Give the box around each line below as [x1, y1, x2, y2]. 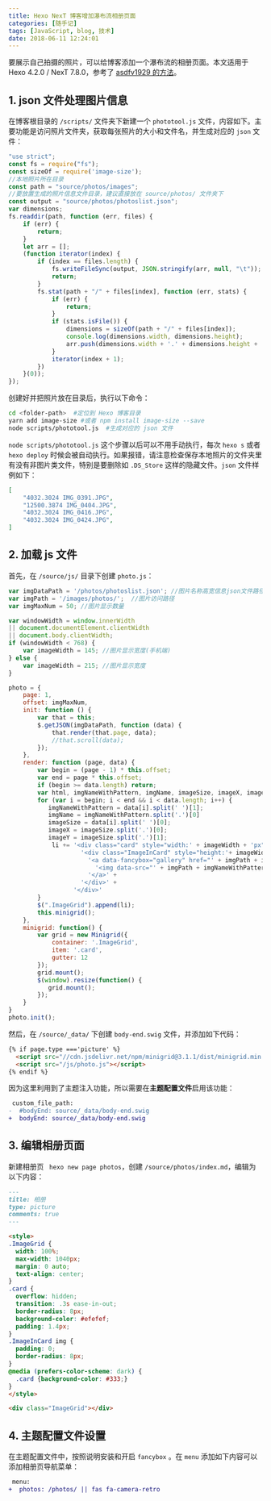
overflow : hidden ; [15, 1292, 78, 1301]
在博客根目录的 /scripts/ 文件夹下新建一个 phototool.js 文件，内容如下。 [8, 116, 256, 126]
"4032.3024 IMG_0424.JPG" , [23, 516, 114, 524]
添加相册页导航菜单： [8, 1461, 79, 1472]
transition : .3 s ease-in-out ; [15, 1300, 117, 1308]
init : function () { [23, 707, 92, 715]
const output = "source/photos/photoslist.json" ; [8, 198, 179, 206]
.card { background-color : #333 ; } [15, 1374, 128, 1383]
